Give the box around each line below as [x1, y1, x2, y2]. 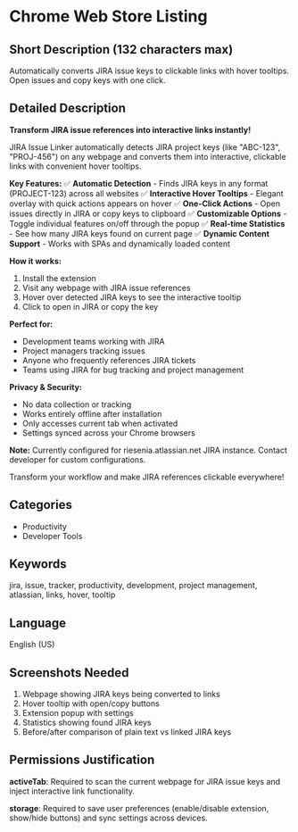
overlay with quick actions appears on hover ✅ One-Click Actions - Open [9, 198, 281, 209]
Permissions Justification [9, 753, 155, 768]
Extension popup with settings [21, 708, 134, 719]
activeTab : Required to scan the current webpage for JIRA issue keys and [9, 776, 281, 786]
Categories [9, 497, 73, 512]
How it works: [9, 255, 62, 266]
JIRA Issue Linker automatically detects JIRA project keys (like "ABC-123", [9, 141, 281, 153]
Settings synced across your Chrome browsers [21, 427, 196, 438]
